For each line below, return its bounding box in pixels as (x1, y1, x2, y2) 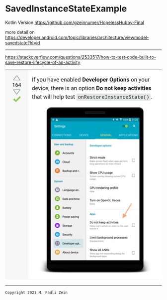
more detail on (5, 29, 35, 35)
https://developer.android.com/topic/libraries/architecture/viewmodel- (5, 34, 149, 40)
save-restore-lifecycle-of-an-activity (5, 59, 81, 65)
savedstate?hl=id (5, 39, 40, 45)
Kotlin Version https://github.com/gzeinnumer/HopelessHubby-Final (5, 19, 144, 25)
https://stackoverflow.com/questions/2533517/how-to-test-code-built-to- (5, 54, 157, 60)
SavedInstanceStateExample (5, 3, 127, 14)
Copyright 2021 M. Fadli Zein (5, 290, 68, 295)
